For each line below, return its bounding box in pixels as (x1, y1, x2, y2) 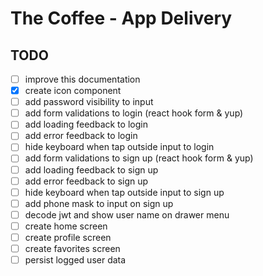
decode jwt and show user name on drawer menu (24, 208, 230, 221)
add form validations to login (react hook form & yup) (24, 107, 244, 119)
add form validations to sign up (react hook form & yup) (24, 152, 254, 164)
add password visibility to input (24, 96, 154, 108)
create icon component (24, 85, 122, 97)
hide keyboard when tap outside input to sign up (24, 186, 225, 198)
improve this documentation (24, 73, 141, 85)
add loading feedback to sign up (24, 163, 159, 176)
